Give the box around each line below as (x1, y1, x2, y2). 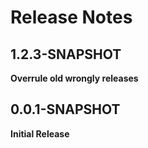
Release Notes (10, 6, 133, 29)
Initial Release (10, 127, 70, 140)
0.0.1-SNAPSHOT (10, 101, 121, 118)
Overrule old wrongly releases (10, 72, 139, 84)
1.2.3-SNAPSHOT (10, 46, 122, 63)
